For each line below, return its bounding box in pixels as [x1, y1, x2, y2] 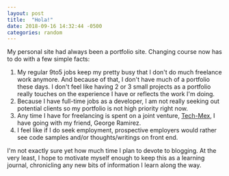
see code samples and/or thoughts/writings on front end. [16, 134, 178, 142]
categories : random [7, 29, 63, 36]
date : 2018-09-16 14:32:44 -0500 [7, 23, 103, 29]
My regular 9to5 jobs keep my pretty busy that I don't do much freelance [16, 68, 222, 76]
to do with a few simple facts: [7, 55, 90, 63]
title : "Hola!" [7, 16, 53, 23]
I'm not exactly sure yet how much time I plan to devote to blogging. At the [7, 147, 217, 155]
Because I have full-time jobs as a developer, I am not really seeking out [16, 97, 220, 106]
